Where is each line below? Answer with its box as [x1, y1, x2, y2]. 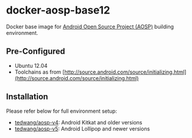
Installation [6, 92, 48, 102]
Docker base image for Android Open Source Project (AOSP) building [6, 23, 174, 30]
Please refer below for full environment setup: [6, 107, 117, 114]
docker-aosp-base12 [6, 4, 111, 17]
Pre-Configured [6, 47, 65, 57]
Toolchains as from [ [14, 68, 65, 75]
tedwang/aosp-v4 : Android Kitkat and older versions [14, 119, 143, 126]
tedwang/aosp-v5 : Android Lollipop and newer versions [14, 125, 150, 132]
